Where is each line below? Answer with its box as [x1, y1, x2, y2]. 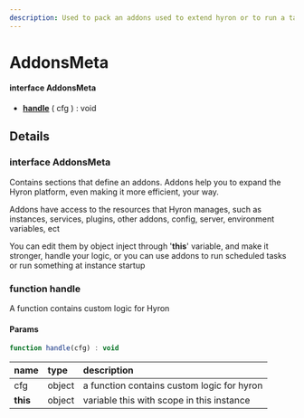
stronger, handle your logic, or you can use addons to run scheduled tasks [9, 250, 287, 261]
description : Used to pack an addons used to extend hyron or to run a [9, 13, 285, 23]
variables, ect [9, 223, 61, 233]
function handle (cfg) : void [9, 344, 119, 353]
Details [9, 128, 50, 145]
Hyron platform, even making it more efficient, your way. [9, 186, 220, 197]
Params [9, 323, 39, 335]
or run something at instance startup [9, 260, 146, 271]
